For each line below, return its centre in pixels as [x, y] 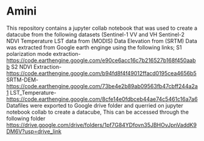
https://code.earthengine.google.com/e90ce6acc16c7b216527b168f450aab [101, 60]
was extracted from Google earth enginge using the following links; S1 [94, 47]
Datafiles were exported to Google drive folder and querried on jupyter [95, 105]
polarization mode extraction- [44, 53]
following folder [26, 118]
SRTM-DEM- [22, 80]
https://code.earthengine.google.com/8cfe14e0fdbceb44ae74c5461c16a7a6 [102, 99]
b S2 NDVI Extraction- [34, 67]
